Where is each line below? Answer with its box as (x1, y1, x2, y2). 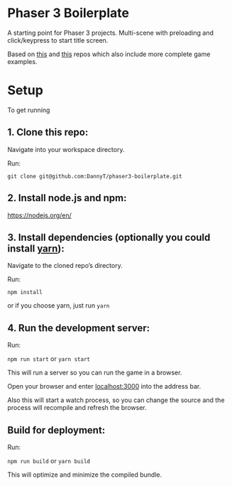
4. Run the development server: (7, 322, 150, 334)
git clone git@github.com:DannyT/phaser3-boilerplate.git (7, 173, 182, 180)
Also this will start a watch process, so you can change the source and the (7, 396, 225, 404)
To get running (7, 105, 50, 114)
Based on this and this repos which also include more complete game (7, 50, 211, 58)
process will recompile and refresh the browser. (7, 404, 147, 412)
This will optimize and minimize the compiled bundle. (7, 470, 162, 479)
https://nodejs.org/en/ (7, 211, 72, 220)
